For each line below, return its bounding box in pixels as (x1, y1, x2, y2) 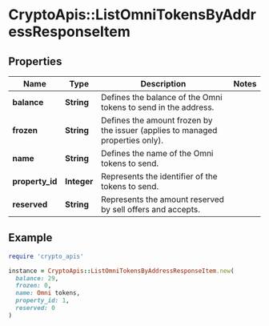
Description (140, 78, 187, 89)
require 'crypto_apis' (8, 252, 84, 260)
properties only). (101, 135, 164, 146)
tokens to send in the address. (101, 102, 215, 113)
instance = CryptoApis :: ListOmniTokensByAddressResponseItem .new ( (8, 267, 235, 275)
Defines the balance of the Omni (101, 92, 223, 103)
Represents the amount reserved (101, 194, 224, 205)
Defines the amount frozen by (101, 115, 213, 126)
